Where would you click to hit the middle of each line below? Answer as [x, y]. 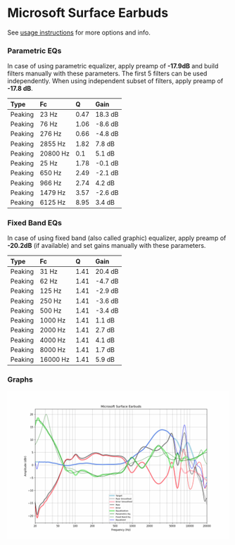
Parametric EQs [34, 51]
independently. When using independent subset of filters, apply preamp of [115, 81]
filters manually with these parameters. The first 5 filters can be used [107, 74]
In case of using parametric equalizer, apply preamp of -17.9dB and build [113, 66]
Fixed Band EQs [34, 223]
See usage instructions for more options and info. [79, 32]
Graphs [20, 380]
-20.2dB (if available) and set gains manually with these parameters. [107, 246]
